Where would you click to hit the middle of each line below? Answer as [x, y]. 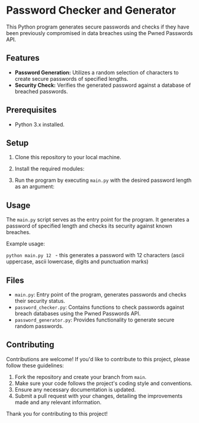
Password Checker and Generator [91, 10]
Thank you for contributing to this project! [57, 413]
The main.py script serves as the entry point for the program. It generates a [98, 220]
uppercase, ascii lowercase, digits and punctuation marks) [78, 261]
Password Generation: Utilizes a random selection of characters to [97, 72]
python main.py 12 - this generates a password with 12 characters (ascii [95, 255]
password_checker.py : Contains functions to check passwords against [99, 307]
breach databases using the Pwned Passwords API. [78, 313]
